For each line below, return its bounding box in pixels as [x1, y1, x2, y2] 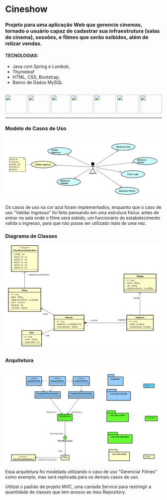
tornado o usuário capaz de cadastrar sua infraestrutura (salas [5, 27, 160, 34]
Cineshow [5, 3, 48, 15]
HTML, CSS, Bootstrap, [12, 74, 61, 80]
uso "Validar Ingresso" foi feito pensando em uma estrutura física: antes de [5, 210, 159, 216]
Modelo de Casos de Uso [5, 125, 67, 132]
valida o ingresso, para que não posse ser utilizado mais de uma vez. [5, 220, 147, 226]
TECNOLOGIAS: [5, 52, 39, 58]
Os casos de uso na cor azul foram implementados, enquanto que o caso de [5, 204, 162, 210]
